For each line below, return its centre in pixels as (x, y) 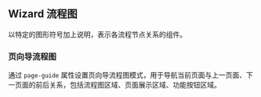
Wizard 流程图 (43, 14)
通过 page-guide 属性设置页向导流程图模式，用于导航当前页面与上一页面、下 (130, 75)
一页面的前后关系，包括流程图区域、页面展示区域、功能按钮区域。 (114, 85)
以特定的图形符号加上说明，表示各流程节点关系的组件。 (97, 34)
